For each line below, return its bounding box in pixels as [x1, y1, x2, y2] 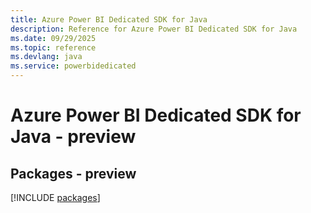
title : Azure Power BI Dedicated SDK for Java [10, 14, 208, 25]
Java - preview [10, 126, 137, 148]
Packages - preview [10, 165, 137, 182]
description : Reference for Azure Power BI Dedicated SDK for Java [10, 24, 298, 34]
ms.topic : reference [10, 42, 97, 53]
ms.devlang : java [10, 52, 83, 62]
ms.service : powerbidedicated [10, 61, 137, 71]
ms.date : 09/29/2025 [10, 33, 97, 43]
